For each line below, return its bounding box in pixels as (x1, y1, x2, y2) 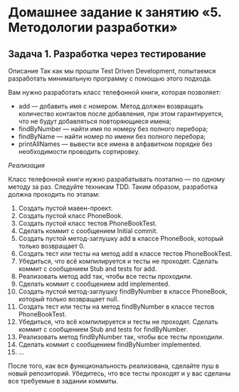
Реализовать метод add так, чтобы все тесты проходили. (18, 272, 193, 280)
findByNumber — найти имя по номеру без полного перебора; (18, 125, 208, 133)
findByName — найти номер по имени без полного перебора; (18, 133, 206, 140)
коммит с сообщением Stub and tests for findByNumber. (18, 325, 188, 334)
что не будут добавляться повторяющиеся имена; (18, 117, 171, 125)
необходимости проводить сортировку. (18, 148, 141, 155)
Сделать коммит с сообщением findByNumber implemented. (18, 340, 202, 349)
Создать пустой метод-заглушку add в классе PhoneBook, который (18, 234, 223, 242)
